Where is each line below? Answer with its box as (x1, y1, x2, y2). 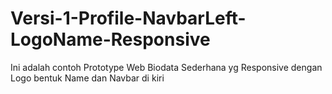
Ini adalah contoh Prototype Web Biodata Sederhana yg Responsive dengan (10, 61, 323, 73)
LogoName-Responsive (10, 28, 211, 51)
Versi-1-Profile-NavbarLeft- (10, 7, 247, 30)
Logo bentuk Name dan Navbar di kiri (10, 72, 165, 84)
